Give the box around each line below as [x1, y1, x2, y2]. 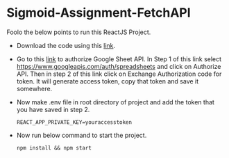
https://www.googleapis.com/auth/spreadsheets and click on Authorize [16, 62, 221, 70]
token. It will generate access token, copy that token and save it [16, 77, 199, 85]
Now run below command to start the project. [16, 131, 147, 139]
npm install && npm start [16, 144, 92, 151]
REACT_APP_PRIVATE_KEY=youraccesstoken [16, 118, 133, 126]
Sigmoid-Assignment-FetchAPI [6, 5, 192, 21]
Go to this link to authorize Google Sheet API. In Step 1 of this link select [16, 54, 222, 63]
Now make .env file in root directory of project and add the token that [16, 97, 214, 106]
